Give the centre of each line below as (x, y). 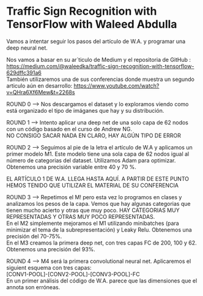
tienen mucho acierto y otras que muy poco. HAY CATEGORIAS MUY (93, 210)
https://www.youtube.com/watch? (116, 85)
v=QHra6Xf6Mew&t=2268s (41, 92)
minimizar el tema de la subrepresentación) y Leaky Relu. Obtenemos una (99, 230)
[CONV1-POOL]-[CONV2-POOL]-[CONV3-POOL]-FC (73, 274)
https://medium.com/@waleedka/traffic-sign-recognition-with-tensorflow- (100, 66)
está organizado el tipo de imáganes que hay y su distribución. (85, 110)
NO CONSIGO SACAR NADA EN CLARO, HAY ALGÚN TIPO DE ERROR (94, 135)
